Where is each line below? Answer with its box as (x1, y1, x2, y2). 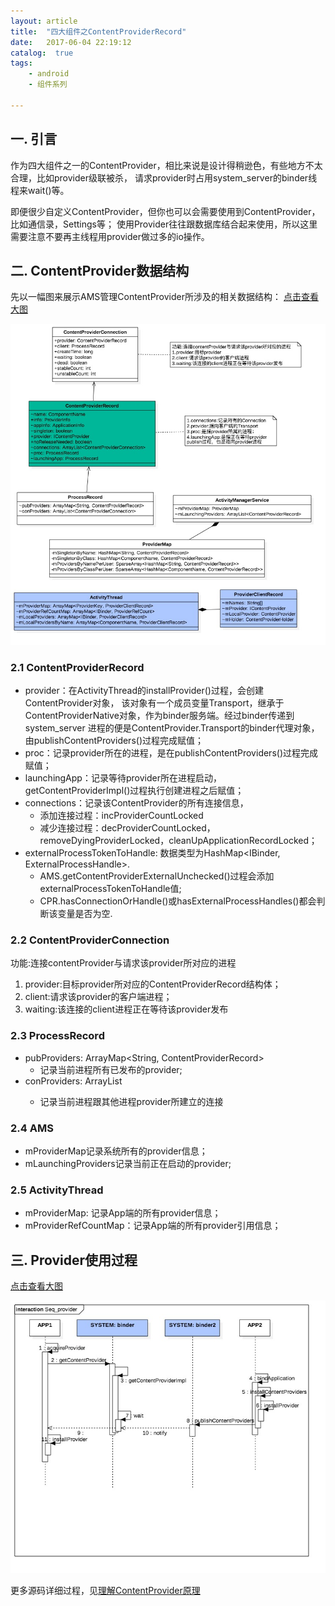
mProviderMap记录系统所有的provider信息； (24, 1145, 208, 1157)
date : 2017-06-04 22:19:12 (10, 37, 132, 47)
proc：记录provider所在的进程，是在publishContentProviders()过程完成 (24, 747, 318, 759)
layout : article (10, 16, 78, 26)
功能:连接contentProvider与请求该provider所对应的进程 (10, 957, 237, 969)
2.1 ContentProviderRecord (10, 660, 145, 674)
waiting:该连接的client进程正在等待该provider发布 (24, 1003, 229, 1015)
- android (28, 69, 70, 79)
